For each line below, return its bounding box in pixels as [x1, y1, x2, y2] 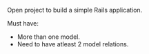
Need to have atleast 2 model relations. [17, 40, 129, 48]
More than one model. [17, 33, 81, 41]
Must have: [7, 19, 39, 27]
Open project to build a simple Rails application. [7, 6, 143, 14]
